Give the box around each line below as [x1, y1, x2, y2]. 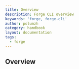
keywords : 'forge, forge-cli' [5, 16, 68, 21]
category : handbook [5, 26, 45, 31]
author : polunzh [5, 21, 39, 26]
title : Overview [5, 7, 39, 12]
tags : [5, 35, 16, 40]
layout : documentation [5, 30, 52, 35]
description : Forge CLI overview [5, 12, 74, 17]
